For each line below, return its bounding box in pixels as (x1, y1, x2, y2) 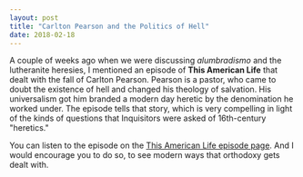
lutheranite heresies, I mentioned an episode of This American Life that (9, 64, 278, 75)
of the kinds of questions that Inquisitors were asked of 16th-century (9, 113, 267, 123)
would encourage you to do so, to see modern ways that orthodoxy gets (9, 150, 280, 161)
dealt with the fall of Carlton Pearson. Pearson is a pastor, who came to (9, 74, 277, 85)
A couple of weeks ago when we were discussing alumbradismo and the (9, 55, 282, 66)
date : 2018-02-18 (9, 30, 76, 39)
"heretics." (9, 123, 49, 133)
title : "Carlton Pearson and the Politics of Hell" (9, 22, 209, 31)
